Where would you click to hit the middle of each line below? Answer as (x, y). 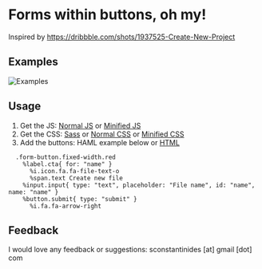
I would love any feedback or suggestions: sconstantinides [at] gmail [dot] (130, 250)
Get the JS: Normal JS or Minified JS (80, 125)
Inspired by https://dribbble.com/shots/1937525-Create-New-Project (122, 37)
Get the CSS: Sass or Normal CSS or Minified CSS (102, 134)
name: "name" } (34, 192)
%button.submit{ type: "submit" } (80, 199)
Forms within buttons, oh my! (107, 15)
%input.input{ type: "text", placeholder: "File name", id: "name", (139, 185)
